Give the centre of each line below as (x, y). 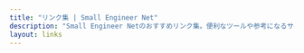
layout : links (36, 34)
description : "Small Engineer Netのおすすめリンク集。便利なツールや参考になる (148, 26)
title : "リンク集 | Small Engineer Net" (84, 18)
